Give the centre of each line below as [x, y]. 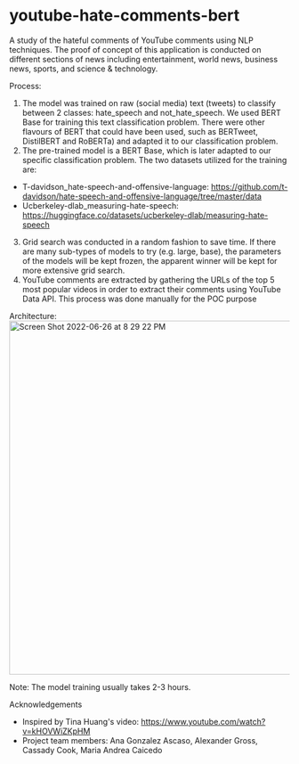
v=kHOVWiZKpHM [56, 731]
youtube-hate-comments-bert [125, 16]
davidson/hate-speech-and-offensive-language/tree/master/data [142, 196]
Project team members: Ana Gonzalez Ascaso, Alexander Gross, [140, 740]
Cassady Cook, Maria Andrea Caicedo [92, 750]
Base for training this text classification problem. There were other [143, 122]
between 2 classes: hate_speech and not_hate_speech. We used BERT [152, 112]
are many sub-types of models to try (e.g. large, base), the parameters [152, 251]
